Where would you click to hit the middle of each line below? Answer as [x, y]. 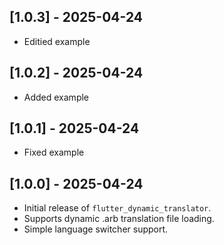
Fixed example [54, 152]
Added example [56, 97]
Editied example [57, 41]
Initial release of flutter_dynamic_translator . [117, 208]
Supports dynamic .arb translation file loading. [119, 219]
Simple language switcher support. [96, 229]
